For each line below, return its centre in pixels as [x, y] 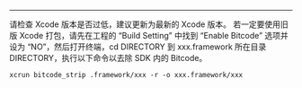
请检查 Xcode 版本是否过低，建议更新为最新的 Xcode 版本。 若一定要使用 [145, 24]
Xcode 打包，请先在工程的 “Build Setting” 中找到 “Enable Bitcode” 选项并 [154, 35]
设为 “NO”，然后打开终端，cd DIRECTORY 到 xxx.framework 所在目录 [138, 47]
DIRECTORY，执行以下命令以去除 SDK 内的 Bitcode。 [108, 58]
